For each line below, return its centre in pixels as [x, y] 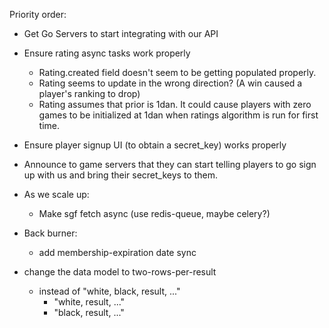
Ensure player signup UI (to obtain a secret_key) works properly [155, 145]
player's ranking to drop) [89, 93]
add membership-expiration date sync [117, 252]
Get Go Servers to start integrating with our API [121, 33]
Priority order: [38, 14]
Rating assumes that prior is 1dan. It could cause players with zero [175, 104]
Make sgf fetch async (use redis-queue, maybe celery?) [154, 213]
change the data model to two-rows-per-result [120, 272]
